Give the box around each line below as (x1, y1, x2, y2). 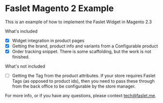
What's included (5, 28, 38, 34)
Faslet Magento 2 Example (5, 3, 114, 14)
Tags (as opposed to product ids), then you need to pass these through (12, 78, 155, 84)
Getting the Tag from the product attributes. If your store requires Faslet (12, 73, 156, 79)
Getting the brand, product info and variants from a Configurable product (12, 43, 158, 49)
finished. (12, 54, 30, 60)
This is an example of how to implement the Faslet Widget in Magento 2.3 (5, 19, 152, 25)
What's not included (5, 63, 45, 69)
